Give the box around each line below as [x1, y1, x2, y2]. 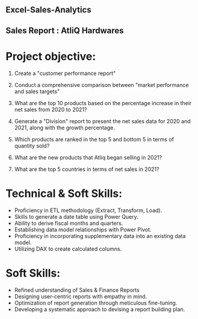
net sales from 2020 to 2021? [14, 106, 87, 113]
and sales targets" [14, 88, 60, 95]
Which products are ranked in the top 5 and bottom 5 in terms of [14, 135, 175, 143]
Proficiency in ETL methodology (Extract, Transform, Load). [14, 207, 162, 214]
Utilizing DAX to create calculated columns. [14, 245, 122, 253]
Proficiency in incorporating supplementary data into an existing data [14, 232, 186, 239]
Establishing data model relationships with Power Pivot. [14, 226, 152, 233]
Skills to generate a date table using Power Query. [14, 213, 139, 220]
